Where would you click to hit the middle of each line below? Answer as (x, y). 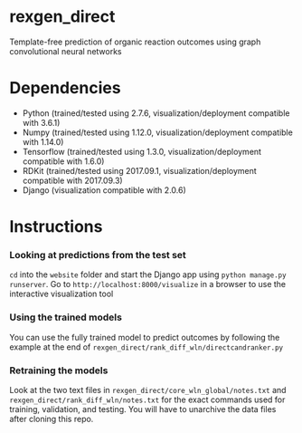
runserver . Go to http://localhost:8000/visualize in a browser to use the (148, 284)
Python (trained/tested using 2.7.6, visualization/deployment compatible (156, 113)
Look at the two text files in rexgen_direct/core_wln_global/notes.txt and (148, 390)
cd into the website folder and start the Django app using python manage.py (148, 274)
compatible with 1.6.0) (63, 161)
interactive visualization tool (61, 294)
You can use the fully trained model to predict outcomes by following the (145, 337)
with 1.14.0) (43, 141)
